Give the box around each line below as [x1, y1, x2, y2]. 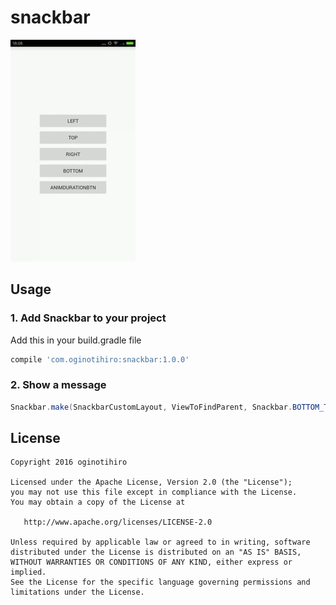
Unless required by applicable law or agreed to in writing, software [10, 537, 311, 548]
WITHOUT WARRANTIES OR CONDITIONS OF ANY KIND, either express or [10, 557, 293, 568]
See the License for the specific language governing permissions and [10, 577, 311, 588]
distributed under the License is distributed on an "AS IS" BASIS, [10, 547, 302, 558]
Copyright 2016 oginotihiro [10, 457, 128, 468]
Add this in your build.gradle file [10, 334, 142, 346]
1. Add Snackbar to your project [10, 311, 167, 325]
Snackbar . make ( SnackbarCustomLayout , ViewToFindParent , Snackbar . [10, 402, 293, 412]
